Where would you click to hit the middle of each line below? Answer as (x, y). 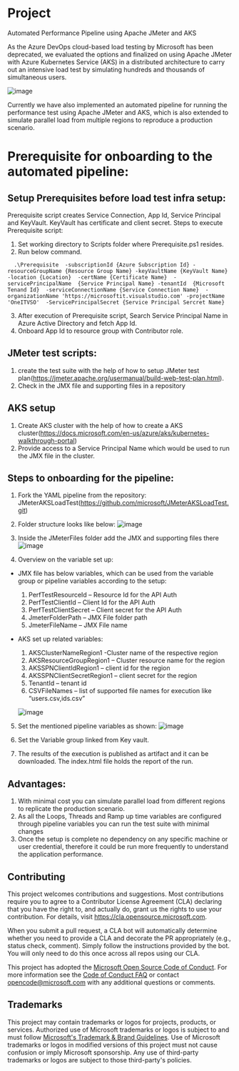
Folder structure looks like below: (66, 524)
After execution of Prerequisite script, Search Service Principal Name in (123, 315)
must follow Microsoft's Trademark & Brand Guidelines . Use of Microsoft (114, 1037)
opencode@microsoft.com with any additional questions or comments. (111, 982)
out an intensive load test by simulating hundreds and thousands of (106, 69)
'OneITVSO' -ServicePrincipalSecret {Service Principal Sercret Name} (116, 302)
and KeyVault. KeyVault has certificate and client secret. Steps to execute (115, 222)
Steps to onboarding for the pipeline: (91, 478)
